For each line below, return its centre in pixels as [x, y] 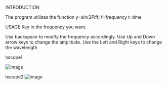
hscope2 [14, 77]
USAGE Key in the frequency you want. [46, 27]
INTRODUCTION [22, 7]
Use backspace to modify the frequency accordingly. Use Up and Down [80, 37]
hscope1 [14, 57]
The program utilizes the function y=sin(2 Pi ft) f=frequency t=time [73, 17]
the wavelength [22, 47]
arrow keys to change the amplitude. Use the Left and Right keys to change [84, 42]
